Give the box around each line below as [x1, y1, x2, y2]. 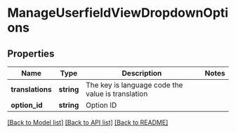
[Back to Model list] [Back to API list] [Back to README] [7, 118, 169, 127]
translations [11, 85, 52, 94]
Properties [7, 48, 55, 59]
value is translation [85, 89, 148, 99]
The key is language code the [85, 80, 183, 90]
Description [122, 69, 162, 78]
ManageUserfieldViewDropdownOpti [7, 5, 229, 21]
